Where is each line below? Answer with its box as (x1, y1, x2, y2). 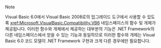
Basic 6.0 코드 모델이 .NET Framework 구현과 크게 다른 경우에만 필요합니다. (5, 38, 151, 44)
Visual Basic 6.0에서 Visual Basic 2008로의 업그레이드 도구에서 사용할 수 (5, 14, 146, 20)
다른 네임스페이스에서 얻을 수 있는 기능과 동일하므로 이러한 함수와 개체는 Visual (5, 32, 155, 37)
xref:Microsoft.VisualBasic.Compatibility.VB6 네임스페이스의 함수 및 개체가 (10, 20, 156, 25)
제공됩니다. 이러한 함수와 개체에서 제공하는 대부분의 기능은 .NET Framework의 (5, 26, 155, 32)
